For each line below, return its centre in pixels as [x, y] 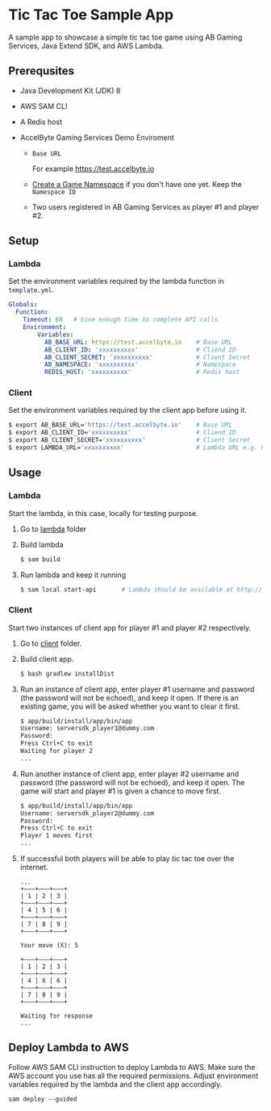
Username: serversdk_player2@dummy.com [87, 813]
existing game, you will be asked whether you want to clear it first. [130, 706]
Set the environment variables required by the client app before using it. [128, 410]
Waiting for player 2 [56, 751]
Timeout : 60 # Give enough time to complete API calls [121, 320]
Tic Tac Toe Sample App [91, 15]
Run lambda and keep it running [73, 575]
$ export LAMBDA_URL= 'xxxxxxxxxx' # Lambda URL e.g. [133, 448]
